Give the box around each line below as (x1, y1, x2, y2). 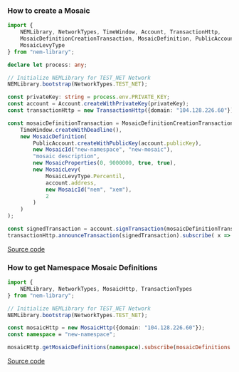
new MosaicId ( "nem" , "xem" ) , (45, 186, 132, 193)
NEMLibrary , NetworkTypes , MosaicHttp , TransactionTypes (20, 285, 193, 292)
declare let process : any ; (7, 61, 87, 68)
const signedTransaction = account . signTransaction (7, 225, 164, 233)
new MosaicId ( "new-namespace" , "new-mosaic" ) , (33, 146, 174, 153)
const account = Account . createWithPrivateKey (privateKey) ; (7, 100, 190, 108)
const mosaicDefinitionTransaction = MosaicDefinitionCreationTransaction (7, 120, 234, 127)
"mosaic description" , (33, 153, 100, 160)
